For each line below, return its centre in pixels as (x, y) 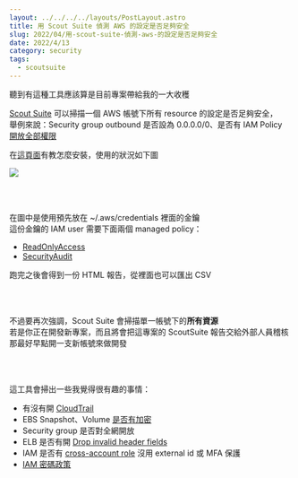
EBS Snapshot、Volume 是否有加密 (87, 419)
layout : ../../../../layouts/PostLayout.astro (98, 17)
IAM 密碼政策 (47, 464)
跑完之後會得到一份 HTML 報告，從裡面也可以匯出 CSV (111, 274)
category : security (46, 51)
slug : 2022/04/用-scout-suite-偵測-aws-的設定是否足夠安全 (113, 34)
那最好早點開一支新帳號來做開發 (68, 343)
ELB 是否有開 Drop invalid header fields (95, 441)
